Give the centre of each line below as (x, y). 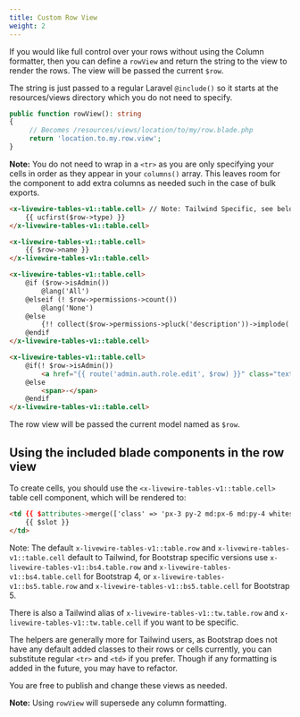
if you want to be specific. (191, 622)
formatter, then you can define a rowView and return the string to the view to (148, 61)
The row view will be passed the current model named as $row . (125, 424)
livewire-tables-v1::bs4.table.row (75, 568)
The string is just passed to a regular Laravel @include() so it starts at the (144, 88)
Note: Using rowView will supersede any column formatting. (118, 703)
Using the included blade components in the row (147, 452)
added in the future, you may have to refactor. (94, 668)
